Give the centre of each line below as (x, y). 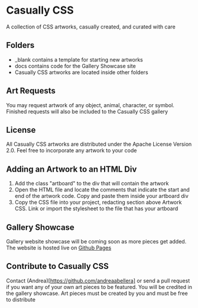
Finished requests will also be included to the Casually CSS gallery (87, 111)
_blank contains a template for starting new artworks (79, 59)
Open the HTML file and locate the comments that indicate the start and (102, 190)
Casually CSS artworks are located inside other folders (82, 72)
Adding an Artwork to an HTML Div (72, 169)
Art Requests (31, 91)
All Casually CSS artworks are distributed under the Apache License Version (99, 144)
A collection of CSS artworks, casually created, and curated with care (91, 27)
